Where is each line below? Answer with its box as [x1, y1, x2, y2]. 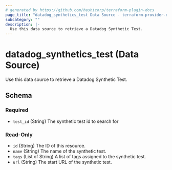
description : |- [5, 22, 40, 27]
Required [5, 107, 29, 114]
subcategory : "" [5, 17, 40, 22]
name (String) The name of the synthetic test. [12, 148, 106, 154]
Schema [5, 91, 32, 100]
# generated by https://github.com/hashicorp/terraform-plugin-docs [5, 7, 155, 13]
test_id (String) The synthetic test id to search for [12, 118, 119, 124]
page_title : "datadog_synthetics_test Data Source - [5, 12, 120, 17]
